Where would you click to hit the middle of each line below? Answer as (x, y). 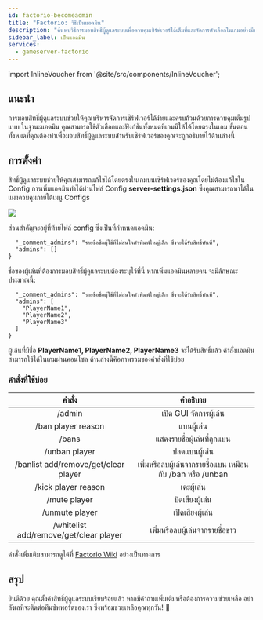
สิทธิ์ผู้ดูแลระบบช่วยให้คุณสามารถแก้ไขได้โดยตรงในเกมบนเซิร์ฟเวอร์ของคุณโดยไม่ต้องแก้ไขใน (126, 179)
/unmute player (70, 512)
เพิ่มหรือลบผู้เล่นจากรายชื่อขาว (193, 530)
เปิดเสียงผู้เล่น (193, 512)
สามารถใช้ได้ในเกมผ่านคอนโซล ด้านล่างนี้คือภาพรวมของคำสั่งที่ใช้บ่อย (96, 359)
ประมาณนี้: (22, 279)
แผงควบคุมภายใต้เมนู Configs (49, 197)
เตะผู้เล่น (193, 487)
